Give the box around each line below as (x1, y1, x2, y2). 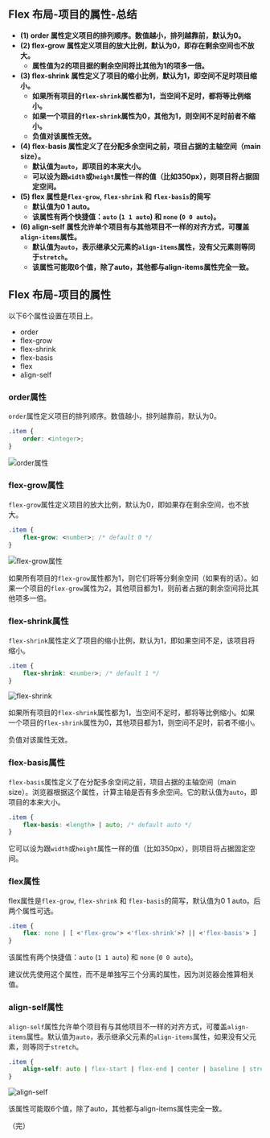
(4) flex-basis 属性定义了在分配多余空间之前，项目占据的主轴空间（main (19, 141, 261, 151)
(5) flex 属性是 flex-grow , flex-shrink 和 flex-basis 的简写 (19, 192, 211, 201)
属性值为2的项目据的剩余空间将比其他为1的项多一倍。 (31, 60, 209, 70)
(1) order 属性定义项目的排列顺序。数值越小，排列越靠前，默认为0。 (19, 31, 246, 40)
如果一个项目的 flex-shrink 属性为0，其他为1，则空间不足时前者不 (31, 111, 249, 121)
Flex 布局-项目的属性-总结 (8, 7, 137, 22)
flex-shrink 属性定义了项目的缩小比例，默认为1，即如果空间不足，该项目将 (8, 635, 256, 645)
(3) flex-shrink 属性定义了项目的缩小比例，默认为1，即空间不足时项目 (19, 71, 251, 81)
